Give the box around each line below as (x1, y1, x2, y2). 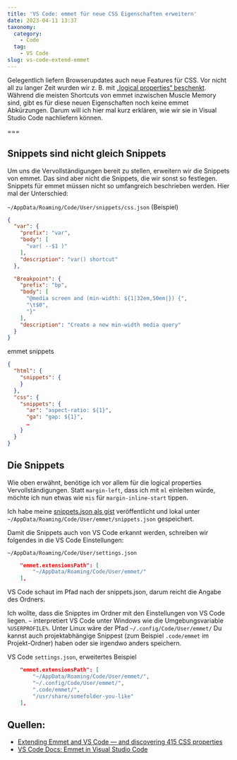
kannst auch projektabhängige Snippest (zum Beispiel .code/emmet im (7, 631, 209, 640)
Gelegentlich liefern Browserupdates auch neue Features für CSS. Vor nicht (7, 76, 227, 84)
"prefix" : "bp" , (20, 282, 68, 289)
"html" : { (13, 367, 42, 375)
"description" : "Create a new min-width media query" (20, 321, 181, 328)
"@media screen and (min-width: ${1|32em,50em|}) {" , (25, 295, 188, 302)
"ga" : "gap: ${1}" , (25, 413, 83, 421)
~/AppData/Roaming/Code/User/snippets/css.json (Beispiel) (7, 202, 178, 211)
